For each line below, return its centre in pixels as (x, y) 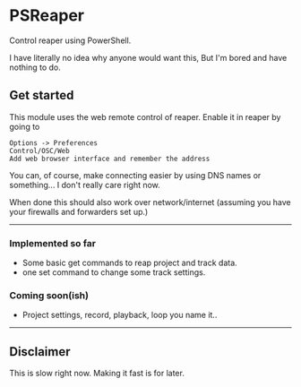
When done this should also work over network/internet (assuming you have (150, 202)
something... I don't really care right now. (85, 185)
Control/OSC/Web (39, 150)
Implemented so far (53, 243)
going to (25, 126)
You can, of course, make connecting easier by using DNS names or (135, 175)
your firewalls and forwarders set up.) (79, 211)
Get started (42, 95)
